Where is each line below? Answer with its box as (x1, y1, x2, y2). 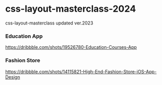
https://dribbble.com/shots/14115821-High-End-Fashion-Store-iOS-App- (5, 68, 157, 74)
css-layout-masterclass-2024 (5, 3, 136, 15)
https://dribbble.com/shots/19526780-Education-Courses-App (5, 44, 137, 50)
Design (5, 74, 20, 80)
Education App (5, 33, 43, 40)
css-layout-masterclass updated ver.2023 (5, 20, 93, 26)
